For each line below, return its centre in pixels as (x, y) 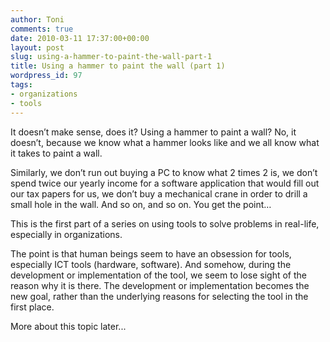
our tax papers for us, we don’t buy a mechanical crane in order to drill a (159, 193)
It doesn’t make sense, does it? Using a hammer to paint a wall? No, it (153, 132)
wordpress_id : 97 (46, 76)
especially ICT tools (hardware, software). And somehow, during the (151, 264)
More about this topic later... (68, 326)
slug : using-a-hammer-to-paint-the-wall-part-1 (111, 57)
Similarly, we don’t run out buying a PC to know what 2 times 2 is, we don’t (164, 172)
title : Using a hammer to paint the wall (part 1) (118, 66)
